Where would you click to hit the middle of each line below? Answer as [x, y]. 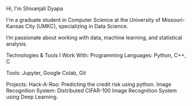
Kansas [15, 26]
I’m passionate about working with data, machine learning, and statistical [94, 37]
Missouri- [173, 20]
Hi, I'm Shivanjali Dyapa [35, 9]
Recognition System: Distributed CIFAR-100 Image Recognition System [92, 90]
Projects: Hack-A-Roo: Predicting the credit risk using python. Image [89, 84]
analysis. [17, 44]
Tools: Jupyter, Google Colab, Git [46, 73]
